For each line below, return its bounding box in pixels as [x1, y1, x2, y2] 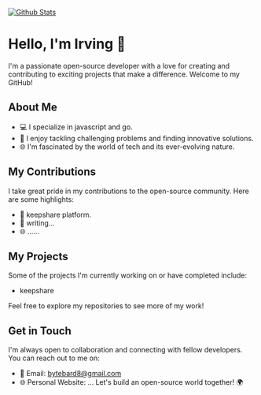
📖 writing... [19, 218, 55, 228]
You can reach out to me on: [8, 353, 100, 363]
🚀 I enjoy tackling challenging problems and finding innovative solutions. [19, 133, 254, 143]
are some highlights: [8, 194, 75, 204]
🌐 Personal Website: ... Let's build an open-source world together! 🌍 [19, 378, 244, 387]
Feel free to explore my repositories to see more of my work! [8, 301, 204, 311]
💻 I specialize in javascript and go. [19, 122, 133, 132]
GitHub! [8, 77, 33, 87]
